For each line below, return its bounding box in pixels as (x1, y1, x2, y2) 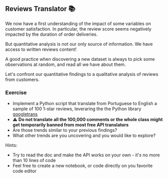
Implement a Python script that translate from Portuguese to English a (12, 101, 157, 107)
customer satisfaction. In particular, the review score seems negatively (5, 26, 152, 32)
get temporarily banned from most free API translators (12, 122, 129, 128)
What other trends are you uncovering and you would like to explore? (12, 133, 156, 139)
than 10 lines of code (12, 157, 56, 163)
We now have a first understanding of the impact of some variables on (5, 20, 151, 27)
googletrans (12, 111, 38, 117)
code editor (12, 168, 37, 174)
